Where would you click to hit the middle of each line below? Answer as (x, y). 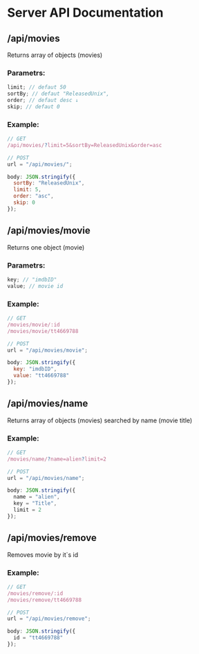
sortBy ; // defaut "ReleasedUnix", (58, 94)
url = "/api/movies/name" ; (46, 478)
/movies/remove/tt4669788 (44, 600)
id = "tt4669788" (38, 638)
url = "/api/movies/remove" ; (49, 619)
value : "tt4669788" (41, 376)
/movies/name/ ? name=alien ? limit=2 (57, 459)
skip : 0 (25, 203)
